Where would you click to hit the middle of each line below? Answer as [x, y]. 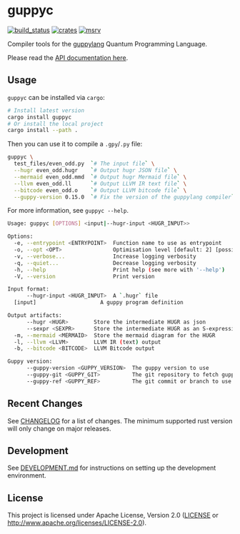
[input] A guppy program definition [99, 303]
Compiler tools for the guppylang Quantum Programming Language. [107, 44]
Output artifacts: [35, 316]
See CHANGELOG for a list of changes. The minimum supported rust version [120, 420]
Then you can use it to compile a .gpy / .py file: [75, 144]
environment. [27, 475]
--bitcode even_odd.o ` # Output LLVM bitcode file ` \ [100, 190]
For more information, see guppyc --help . [68, 211]
